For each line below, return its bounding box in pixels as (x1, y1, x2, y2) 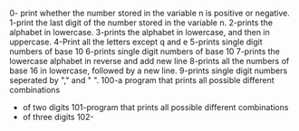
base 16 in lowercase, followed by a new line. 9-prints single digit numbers (9, 65, 288, 76)
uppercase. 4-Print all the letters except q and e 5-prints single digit (9, 36, 263, 47)
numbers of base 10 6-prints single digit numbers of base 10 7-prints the (9, 46, 281, 57)
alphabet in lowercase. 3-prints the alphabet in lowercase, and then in (9, 27, 270, 37)
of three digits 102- (22, 112, 94, 122)
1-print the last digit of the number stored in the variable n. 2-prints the (9, 17, 274, 28)
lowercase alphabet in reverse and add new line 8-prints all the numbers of (9, 56, 290, 66)
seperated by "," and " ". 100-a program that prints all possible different (9, 75, 275, 85)
